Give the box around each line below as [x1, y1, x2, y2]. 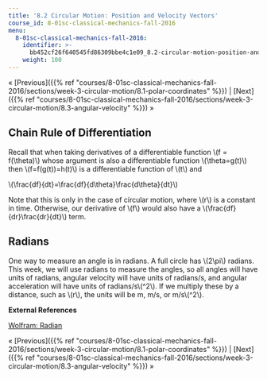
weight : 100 [22, 56, 62, 64]
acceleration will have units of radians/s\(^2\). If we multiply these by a [8, 281, 240, 291]
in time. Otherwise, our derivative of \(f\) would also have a [8, 203, 201, 213]
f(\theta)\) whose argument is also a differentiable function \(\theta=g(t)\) [8, 156, 248, 165]
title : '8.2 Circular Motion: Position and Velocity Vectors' [8, 11, 219, 20]
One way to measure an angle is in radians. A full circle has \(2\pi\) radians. [8, 256, 254, 265]
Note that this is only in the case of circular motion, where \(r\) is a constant [8, 195, 256, 204]
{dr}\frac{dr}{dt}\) [8, 211, 68, 221]
